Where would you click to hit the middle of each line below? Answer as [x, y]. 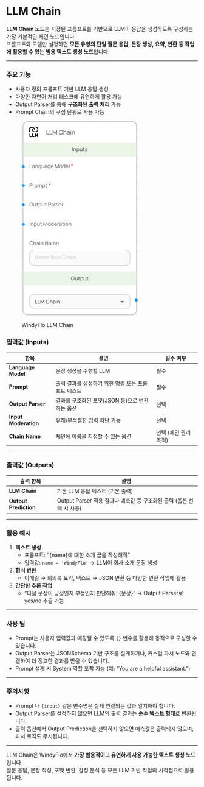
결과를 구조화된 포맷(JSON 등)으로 [97, 400]
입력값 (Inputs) [28, 342]
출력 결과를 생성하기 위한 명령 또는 [96, 383]
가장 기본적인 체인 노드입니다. [41, 36]
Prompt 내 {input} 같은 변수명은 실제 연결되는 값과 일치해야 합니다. [95, 706]
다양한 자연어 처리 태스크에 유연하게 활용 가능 [69, 97]
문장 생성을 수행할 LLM [83, 371]
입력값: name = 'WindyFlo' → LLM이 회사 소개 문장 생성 [91, 562]
